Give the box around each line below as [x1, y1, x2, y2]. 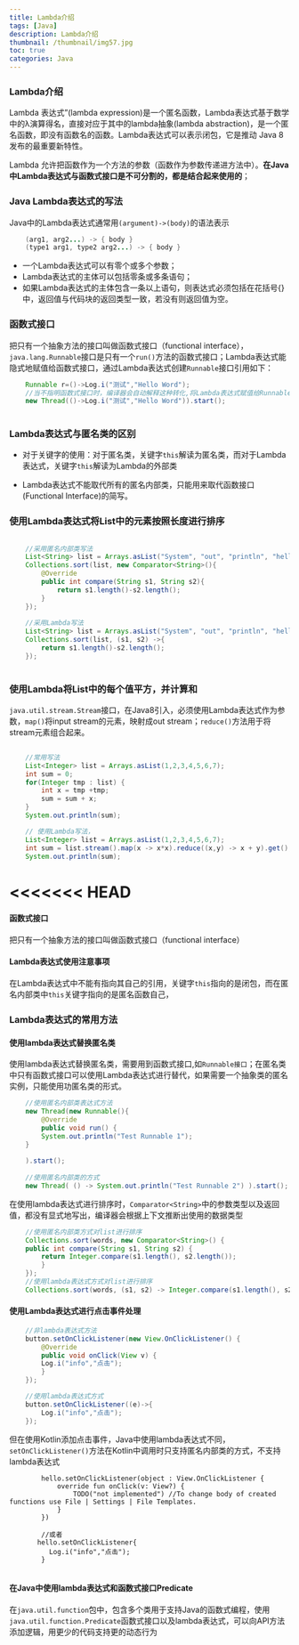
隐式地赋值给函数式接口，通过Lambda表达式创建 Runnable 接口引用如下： [9, 362, 274, 373]
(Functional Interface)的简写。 [21, 490, 133, 501]
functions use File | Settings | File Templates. [9, 1497, 198, 1506]
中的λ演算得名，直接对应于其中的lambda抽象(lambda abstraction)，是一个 [9, 118, 282, 129]
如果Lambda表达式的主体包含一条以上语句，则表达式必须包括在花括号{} [21, 282, 285, 294]
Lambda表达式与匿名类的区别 [9, 428, 136, 441]
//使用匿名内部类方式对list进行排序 [25, 1228, 142, 1236]
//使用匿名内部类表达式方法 [25, 1098, 113, 1108]
